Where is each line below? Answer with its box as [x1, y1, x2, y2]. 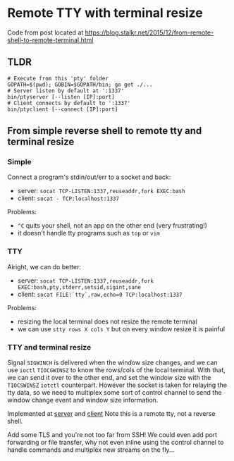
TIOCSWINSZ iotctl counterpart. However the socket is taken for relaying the [7, 381, 228, 389]
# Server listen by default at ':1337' [7, 87, 125, 94]
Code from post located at [7, 28, 84, 37]
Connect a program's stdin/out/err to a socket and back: [7, 173, 171, 181]
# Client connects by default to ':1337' [7, 99, 131, 106]
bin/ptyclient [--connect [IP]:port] [7, 106, 118, 113]
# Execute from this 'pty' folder [7, 75, 109, 82]
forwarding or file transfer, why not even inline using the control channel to [7, 438, 224, 447]
